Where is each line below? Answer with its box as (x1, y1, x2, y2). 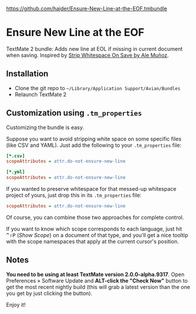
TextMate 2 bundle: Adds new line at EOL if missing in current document (6, 45, 183, 52)
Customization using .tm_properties (6, 108, 142, 118)
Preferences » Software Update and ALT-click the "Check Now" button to (6, 277, 188, 284)
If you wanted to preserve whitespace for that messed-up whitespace (6, 185, 176, 193)
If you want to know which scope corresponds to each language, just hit (6, 225, 182, 232)
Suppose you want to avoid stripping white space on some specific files (6, 135, 182, 142)
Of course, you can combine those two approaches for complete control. (6, 213, 184, 221)
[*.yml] (6, 169, 25, 175)
